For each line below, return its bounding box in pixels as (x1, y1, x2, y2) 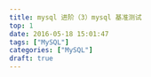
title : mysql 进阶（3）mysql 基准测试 (9, 12, 142, 22)
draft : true (9, 54, 53, 63)
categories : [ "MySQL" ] (9, 46, 93, 55)
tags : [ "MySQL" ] (9, 37, 69, 47)
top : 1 (9, 21, 34, 30)
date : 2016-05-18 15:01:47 (9, 29, 109, 38)
